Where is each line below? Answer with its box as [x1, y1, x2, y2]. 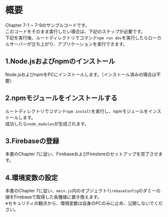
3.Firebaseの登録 [5, 137, 59, 145]
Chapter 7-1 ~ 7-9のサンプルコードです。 [5, 22, 90, 28]
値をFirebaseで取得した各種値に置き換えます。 [5, 194, 102, 200]
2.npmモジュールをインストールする [5, 94, 118, 102]
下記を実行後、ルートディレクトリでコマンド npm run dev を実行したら [5, 35, 148, 41]
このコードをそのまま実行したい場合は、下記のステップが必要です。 [5, 28, 145, 34]
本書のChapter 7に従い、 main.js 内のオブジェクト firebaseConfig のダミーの [5, 188, 161, 194]
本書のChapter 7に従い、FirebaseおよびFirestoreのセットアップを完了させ [5, 151, 158, 157]
